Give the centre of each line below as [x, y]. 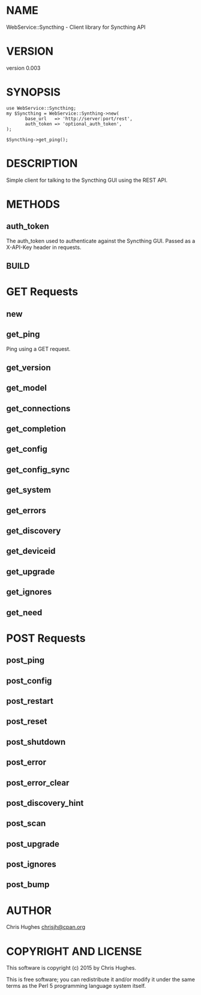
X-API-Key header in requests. [44, 247]
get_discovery [34, 531]
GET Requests [42, 292]
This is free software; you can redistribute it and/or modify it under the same [100, 979]
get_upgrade [31, 572]
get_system [28, 490]
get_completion [36, 429]
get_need [24, 612]
